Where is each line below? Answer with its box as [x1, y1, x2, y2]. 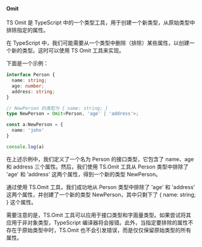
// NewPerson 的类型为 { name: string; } [6, 105, 109, 111]
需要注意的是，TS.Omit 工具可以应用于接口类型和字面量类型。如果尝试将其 [6, 211, 192, 219]
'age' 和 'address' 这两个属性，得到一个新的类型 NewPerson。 [6, 170, 162, 178]
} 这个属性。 [6, 198, 37, 205]
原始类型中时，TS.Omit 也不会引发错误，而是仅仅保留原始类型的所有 [22, 226, 192, 234]
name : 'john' [11, 127, 45, 133]
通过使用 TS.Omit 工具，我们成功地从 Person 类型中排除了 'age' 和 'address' [6, 183, 195, 190]
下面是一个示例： [6, 60, 49, 67]
